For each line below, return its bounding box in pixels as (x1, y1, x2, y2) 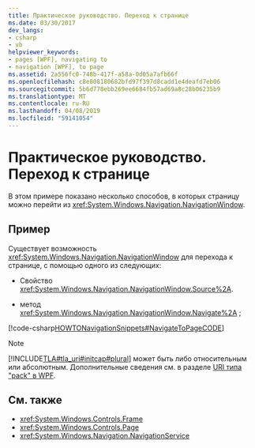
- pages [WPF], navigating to (8, 56, 108, 64)
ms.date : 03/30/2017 (8, 19, 77, 27)
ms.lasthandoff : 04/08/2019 (8, 107, 101, 115)
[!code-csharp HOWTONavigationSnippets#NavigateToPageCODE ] (8, 323, 225, 333)
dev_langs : (8, 26, 44, 34)
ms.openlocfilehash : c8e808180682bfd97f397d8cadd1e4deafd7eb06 (8, 77, 221, 85)
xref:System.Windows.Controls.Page (19, 423, 140, 432)
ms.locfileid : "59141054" (8, 115, 93, 122)
